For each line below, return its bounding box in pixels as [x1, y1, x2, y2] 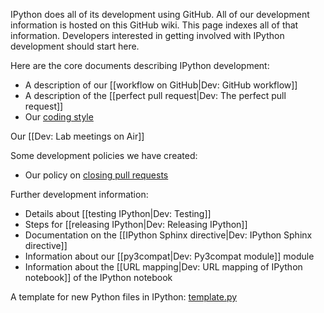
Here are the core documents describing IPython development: [10, 60, 270, 71]
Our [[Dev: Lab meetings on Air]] [10, 130, 145, 142]
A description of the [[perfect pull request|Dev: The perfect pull [24, 90, 287, 101]
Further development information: [10, 189, 149, 200]
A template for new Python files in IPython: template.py [10, 291, 238, 303]
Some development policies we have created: [10, 150, 198, 161]
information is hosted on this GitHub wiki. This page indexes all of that [10, 19, 299, 31]
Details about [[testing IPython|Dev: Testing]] [24, 208, 212, 219]
